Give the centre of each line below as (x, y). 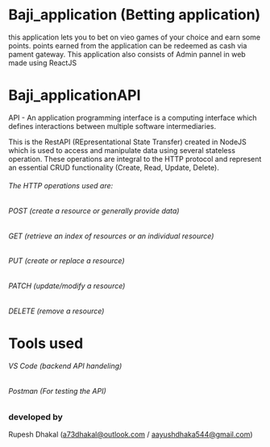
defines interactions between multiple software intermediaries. (112, 126)
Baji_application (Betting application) (135, 15)
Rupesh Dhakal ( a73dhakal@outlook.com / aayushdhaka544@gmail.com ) (131, 434)
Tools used (46, 343)
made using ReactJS (43, 63)
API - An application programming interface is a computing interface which (133, 118)
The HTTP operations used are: (61, 186)
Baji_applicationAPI (75, 95)
